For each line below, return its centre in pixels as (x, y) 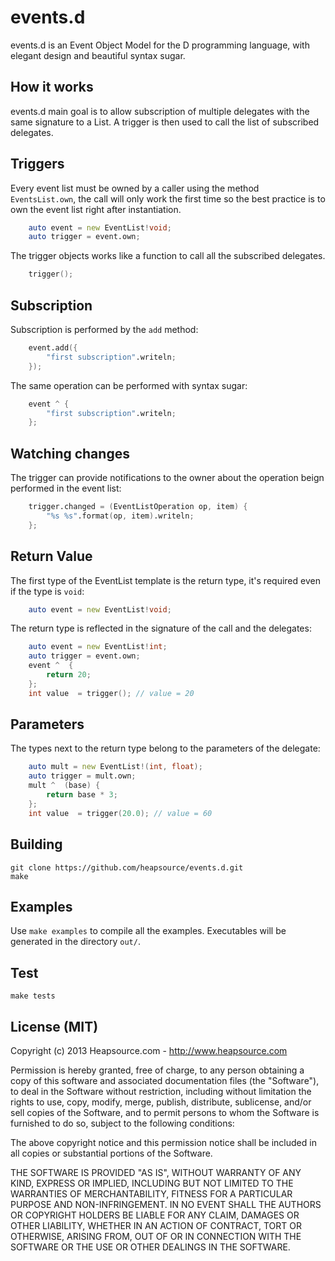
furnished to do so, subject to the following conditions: (122, 1123)
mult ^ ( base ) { (64, 786)
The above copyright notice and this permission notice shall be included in (163, 1142)
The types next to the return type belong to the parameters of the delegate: (165, 748)
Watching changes (70, 453)
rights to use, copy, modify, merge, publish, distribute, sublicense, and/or (161, 1102)
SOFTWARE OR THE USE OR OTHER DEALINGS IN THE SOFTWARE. (150, 1247)
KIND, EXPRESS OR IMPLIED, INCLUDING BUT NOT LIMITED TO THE (152, 1183)
